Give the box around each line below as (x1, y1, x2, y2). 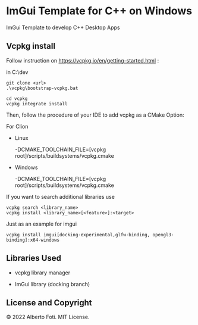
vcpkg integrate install (6, 101, 68, 107)
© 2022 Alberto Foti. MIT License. (6, 314, 90, 321)
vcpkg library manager (14, 269, 70, 276)
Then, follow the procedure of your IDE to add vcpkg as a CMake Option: (6, 111, 184, 118)
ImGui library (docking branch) (14, 280, 90, 287)
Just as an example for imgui (6, 220, 77, 227)
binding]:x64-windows (6, 237, 60, 243)
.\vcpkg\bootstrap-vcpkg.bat (6, 85, 78, 91)
